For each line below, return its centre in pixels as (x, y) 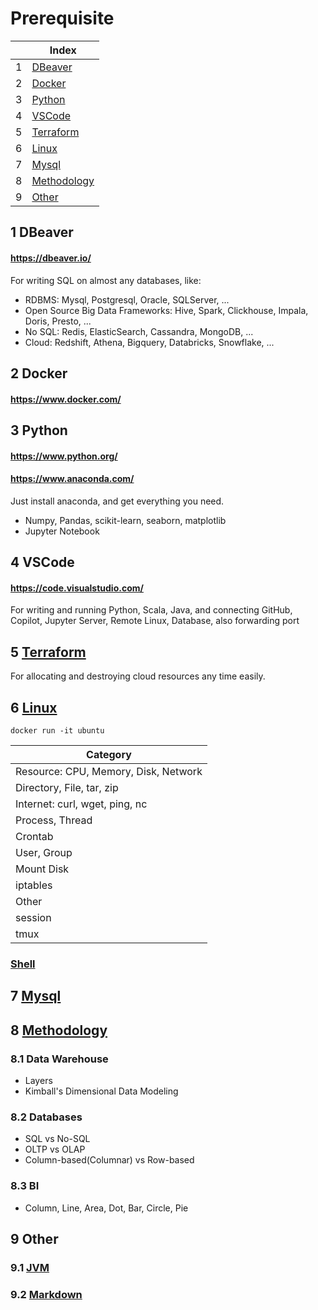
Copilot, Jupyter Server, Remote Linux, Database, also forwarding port (155, 621)
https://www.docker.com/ (66, 399)
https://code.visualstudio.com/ (77, 588)
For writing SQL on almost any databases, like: (106, 280)
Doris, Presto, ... (58, 321)
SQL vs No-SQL (57, 1139)
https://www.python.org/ (64, 456)
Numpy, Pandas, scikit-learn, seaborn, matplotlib (125, 520)
